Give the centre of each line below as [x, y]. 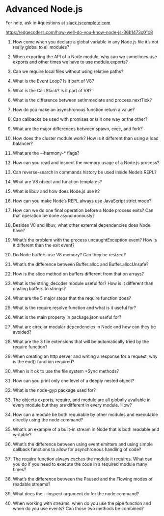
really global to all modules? [41, 47]
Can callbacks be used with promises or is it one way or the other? [80, 119]
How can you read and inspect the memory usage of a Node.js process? [86, 162]
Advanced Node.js [44, 9]
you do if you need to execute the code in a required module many [80, 464]
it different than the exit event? [44, 245]
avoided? [22, 332]
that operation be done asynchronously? [54, 215]
